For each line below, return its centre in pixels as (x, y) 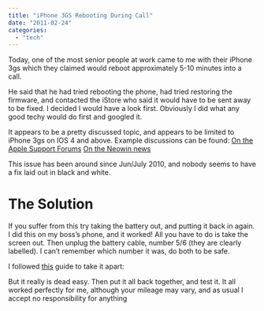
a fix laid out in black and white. (59, 172)
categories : (28, 30)
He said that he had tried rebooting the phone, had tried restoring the (120, 92)
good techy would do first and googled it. (75, 117)
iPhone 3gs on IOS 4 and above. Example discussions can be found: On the (131, 141)
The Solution (51, 204)
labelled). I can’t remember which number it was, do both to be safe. (119, 251)
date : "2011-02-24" (40, 23)
